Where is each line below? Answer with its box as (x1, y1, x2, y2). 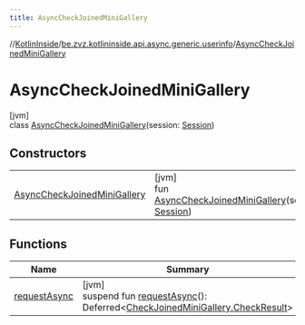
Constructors (9, 145, 87, 161)
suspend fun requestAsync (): (82, 290, 207, 302)
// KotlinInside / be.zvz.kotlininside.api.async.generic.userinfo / (9, 38, 236, 49)
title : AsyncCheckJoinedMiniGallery (9, 13, 148, 23)
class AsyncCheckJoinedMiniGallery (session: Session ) (9, 119, 215, 130)
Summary (166, 263, 210, 276)
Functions (9, 236, 68, 251)
